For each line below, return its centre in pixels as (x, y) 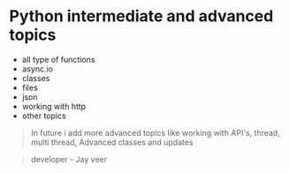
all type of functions (58, 59)
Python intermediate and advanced (141, 16)
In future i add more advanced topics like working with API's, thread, (155, 132)
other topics (44, 116)
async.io (38, 69)
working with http (54, 106)
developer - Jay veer (69, 159)
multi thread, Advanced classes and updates (112, 142)
